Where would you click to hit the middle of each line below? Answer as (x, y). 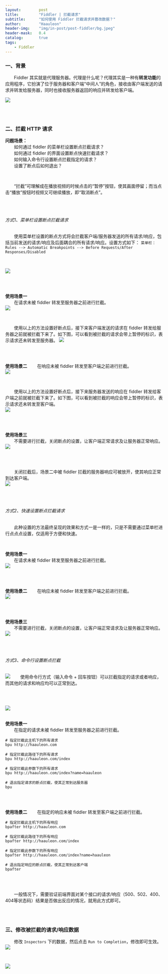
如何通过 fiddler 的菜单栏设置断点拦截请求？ (59, 147)
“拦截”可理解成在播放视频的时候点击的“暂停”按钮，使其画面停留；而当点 (88, 186)
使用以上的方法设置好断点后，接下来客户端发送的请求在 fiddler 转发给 (85, 328)
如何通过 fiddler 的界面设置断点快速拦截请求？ (61, 153)
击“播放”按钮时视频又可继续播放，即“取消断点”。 (55, 192)
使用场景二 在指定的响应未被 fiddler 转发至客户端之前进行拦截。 (75, 812)
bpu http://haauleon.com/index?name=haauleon (53, 773)
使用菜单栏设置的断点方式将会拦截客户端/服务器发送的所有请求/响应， (86, 236)
